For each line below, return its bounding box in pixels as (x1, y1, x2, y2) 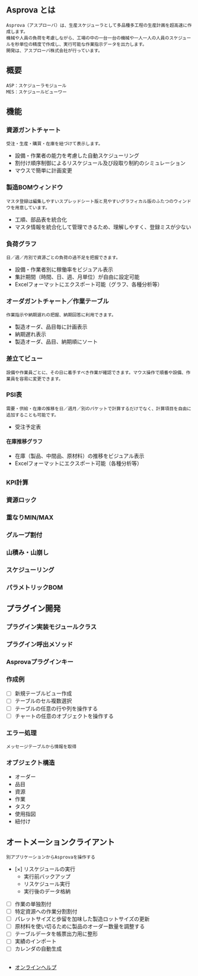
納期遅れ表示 (14, 330, 46, 338)
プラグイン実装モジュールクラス (6, 623, 97, 631)
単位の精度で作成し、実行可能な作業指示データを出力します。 (19, 41, 147, 47)
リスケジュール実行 (23, 880, 71, 888)
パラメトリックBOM (6, 583, 63, 591)
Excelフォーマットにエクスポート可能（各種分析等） (14, 460, 142, 467)
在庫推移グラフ (6, 438, 43, 445)
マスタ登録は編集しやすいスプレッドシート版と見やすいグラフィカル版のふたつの (6, 198, 174, 204)
